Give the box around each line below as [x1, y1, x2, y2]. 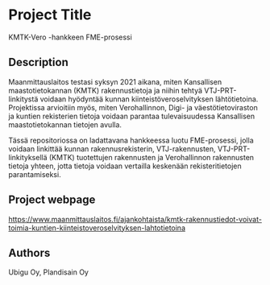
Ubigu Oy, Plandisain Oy [8, 267, 89, 277]
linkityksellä [8, 152, 48, 162]
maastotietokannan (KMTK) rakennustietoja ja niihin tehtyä [8, 85, 203, 95]
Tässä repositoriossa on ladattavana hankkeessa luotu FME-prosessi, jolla [8, 135, 254, 145]
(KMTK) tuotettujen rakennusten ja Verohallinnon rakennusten [48, 152, 255, 162]
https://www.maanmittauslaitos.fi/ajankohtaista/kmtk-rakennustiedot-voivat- [8, 214, 262, 224]
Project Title [8, 6, 92, 24]
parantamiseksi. [8, 169, 62, 179]
